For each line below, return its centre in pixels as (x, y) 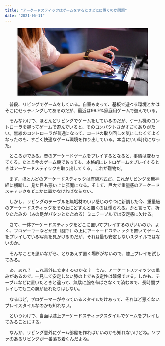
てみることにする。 (25, 322)
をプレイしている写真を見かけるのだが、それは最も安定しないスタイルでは (81, 237)
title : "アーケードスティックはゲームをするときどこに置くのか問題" (66, 10)
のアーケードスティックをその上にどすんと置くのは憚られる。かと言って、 (80, 208)
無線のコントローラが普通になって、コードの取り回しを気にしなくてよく (87, 133)
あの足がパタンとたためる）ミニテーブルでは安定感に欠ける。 (93, 214)
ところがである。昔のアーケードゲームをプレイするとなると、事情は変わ (82, 156)
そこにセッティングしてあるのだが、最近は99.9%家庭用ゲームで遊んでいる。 (82, 111)
